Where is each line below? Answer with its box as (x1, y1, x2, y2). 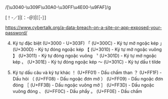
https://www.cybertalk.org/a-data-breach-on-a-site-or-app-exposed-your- (5, 24, 162, 30)
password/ (5, 30, 28, 35)
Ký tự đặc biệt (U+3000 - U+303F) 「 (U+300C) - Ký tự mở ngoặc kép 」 (12, 40, 164, 46)
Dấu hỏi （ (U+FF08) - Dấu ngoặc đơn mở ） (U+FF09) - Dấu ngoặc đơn (12, 76, 163, 81)
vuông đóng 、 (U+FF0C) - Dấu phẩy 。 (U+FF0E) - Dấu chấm (12, 88, 142, 94)
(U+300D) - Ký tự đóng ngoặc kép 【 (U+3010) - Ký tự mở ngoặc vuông (12, 46, 162, 52)
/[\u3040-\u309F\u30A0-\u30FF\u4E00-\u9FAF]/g (5, 4, 111, 10)
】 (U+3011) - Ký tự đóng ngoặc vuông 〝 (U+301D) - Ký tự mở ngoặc (12, 52, 157, 58)
